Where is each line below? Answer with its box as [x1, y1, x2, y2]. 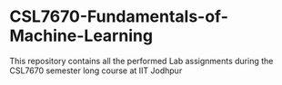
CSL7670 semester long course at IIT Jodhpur [9, 65, 183, 76]
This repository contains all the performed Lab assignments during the [9, 55, 274, 66]
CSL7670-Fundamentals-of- [9, 6, 229, 27]
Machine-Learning [9, 25, 153, 46]
